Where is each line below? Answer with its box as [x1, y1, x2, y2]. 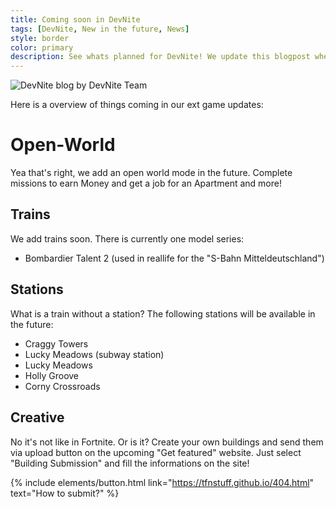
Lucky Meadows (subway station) [24, 348, 165, 360]
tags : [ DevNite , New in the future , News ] [10, 24, 190, 34]
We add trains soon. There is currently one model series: [10, 232, 245, 245]
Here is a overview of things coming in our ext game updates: [10, 99, 264, 111]
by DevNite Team [76, 79, 148, 91]
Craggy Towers [24, 337, 89, 350]
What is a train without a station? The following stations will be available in [10, 307, 316, 320]
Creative [10, 409, 65, 426]
